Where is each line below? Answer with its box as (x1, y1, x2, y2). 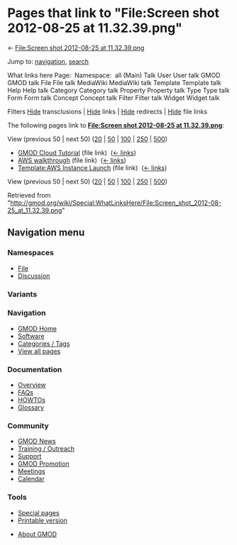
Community (7, 421, 49, 431)
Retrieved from (7, 191, 51, 199)
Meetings (17, 467, 45, 476)
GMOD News (17, 437, 56, 446)
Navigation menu (7, 227, 85, 239)
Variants (7, 289, 38, 299)
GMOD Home (17, 324, 57, 332)
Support (17, 452, 42, 461)
